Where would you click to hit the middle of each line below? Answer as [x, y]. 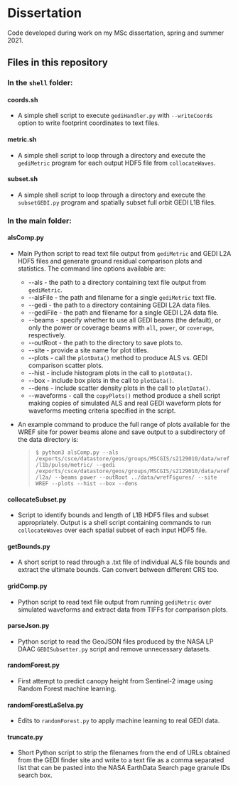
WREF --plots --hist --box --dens [86, 483]
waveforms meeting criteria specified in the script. [102, 411]
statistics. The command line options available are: [92, 269]
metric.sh [22, 139]
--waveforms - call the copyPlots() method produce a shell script [124, 395]
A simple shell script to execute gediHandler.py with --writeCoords [115, 116]
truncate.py [25, 737]
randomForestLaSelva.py [45, 705]
